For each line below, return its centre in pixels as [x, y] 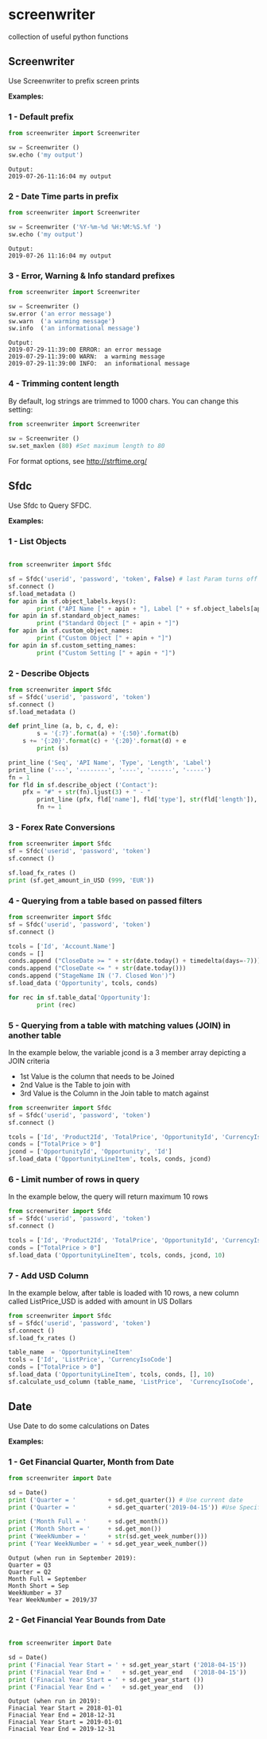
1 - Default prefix [41, 117]
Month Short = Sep [39, 1586]
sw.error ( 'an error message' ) [60, 314]
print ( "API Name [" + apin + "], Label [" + [114, 609]
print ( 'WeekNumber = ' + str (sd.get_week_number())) [108, 1536]
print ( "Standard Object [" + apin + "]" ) [108, 624]
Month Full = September [48, 1579]
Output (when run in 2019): [55, 1702]
